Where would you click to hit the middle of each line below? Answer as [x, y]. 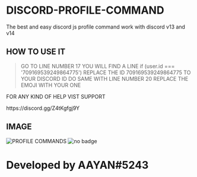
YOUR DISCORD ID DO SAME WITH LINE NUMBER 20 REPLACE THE [104, 78]
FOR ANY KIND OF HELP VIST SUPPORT [56, 96]
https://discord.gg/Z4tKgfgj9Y [43, 108]
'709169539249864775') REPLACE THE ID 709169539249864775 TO [106, 72]
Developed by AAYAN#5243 [77, 165]
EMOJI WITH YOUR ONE [51, 85]
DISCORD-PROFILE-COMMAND [85, 10]
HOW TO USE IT [36, 52]
